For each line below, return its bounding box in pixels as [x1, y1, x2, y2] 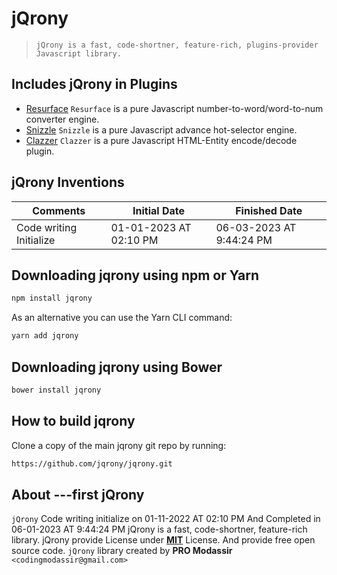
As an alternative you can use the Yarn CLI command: [11, 312, 233, 324]
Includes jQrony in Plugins [11, 76, 178, 93]
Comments [32, 203, 86, 217]
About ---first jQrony [11, 486, 145, 503]
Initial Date [132, 203, 185, 217]
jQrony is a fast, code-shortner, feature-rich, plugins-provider [35, 40, 319, 50]
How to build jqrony [11, 413, 136, 430]
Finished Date [235, 203, 303, 217]
